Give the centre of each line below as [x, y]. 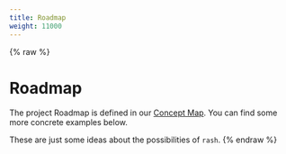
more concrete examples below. [68, 122]
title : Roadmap [38, 18]
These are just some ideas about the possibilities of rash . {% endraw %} [143, 140]
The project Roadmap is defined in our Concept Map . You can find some [143, 113]
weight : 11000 [36, 26]
